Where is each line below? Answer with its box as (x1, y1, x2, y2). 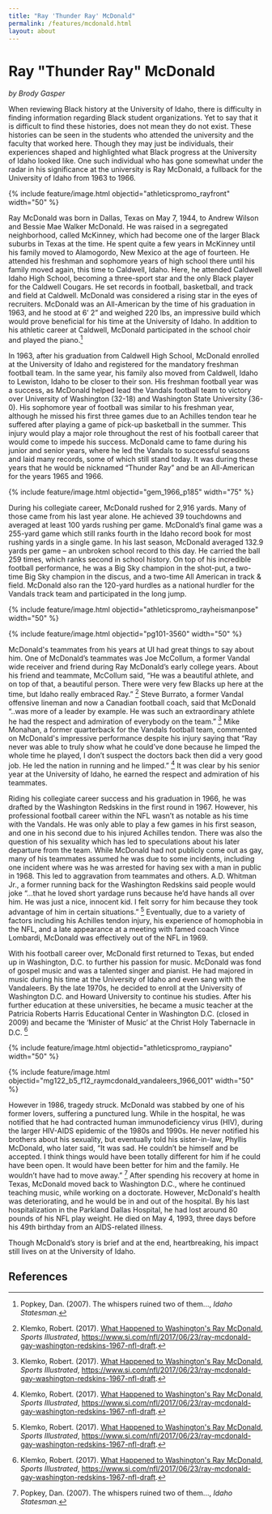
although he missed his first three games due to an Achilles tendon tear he (8, 411, 257, 421)
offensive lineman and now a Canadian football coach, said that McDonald (8, 698, 257, 708)
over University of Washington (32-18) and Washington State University (8, 394, 247, 404)
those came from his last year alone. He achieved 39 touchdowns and (8, 511, 242, 521)
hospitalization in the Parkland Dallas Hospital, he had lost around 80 (8, 1204, 238, 1214)
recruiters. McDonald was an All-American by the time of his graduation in (8, 299, 256, 309)
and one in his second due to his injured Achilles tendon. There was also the (8, 828, 263, 837)
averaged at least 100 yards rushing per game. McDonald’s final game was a (8, 520, 263, 529)
